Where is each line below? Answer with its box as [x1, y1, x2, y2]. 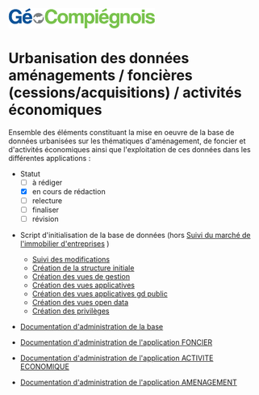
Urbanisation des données [8, 49, 190, 68]
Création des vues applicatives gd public [31, 289, 168, 299]
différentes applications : [8, 153, 91, 163]
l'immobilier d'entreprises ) [19, 239, 110, 248]
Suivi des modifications [31, 255, 111, 265]
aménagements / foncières [8, 66, 194, 85]
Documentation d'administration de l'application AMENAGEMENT [19, 377, 238, 388]
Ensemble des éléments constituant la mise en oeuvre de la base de [8, 127, 235, 137]
